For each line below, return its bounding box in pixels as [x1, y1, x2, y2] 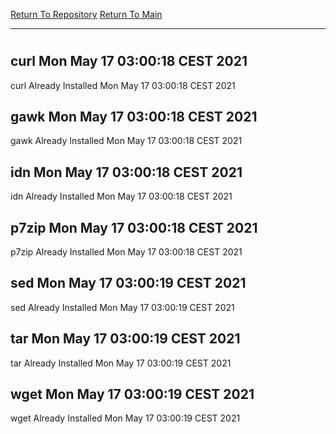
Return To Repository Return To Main [10, 9, 163, 20]
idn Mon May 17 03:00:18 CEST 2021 [10, 164, 243, 181]
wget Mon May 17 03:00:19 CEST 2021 [10, 386, 255, 403]
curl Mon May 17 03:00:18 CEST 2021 [10, 53, 248, 70]
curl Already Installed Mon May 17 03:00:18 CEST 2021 [10, 79, 236, 91]
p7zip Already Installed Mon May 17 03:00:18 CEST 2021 [10, 246, 243, 258]
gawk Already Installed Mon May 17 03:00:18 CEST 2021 [10, 135, 243, 147]
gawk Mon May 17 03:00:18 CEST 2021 [10, 109, 258, 125]
